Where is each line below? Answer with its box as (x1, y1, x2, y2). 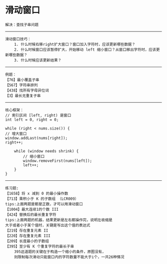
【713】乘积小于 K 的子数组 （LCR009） (5, 196, 79, 201)
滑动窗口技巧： (5, 36, 31, 41)
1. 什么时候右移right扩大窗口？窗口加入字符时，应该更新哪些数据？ (14, 42, 136, 47)
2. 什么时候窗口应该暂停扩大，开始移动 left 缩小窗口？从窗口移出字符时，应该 (14, 47, 157, 52)
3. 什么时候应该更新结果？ (14, 58, 62, 63)
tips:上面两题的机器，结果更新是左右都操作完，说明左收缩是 (5, 217, 113, 222)
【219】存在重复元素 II (5, 228, 49, 233)
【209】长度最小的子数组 (5, 239, 49, 244)
